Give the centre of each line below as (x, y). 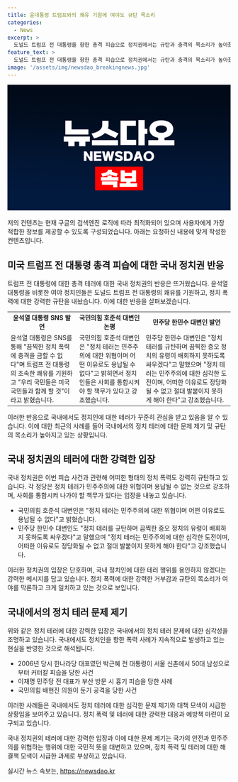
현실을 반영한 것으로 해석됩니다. (51, 648)
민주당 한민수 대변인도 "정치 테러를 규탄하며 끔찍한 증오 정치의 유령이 (113, 528)
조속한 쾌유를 (36, 374)
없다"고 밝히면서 (101, 374)
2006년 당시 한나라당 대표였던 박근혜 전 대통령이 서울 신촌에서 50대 (111, 663)
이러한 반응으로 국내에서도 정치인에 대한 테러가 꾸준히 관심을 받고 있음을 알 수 (114, 417)
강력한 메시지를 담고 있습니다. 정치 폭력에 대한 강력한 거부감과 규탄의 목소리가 (114, 579)
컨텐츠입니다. (25, 241)
